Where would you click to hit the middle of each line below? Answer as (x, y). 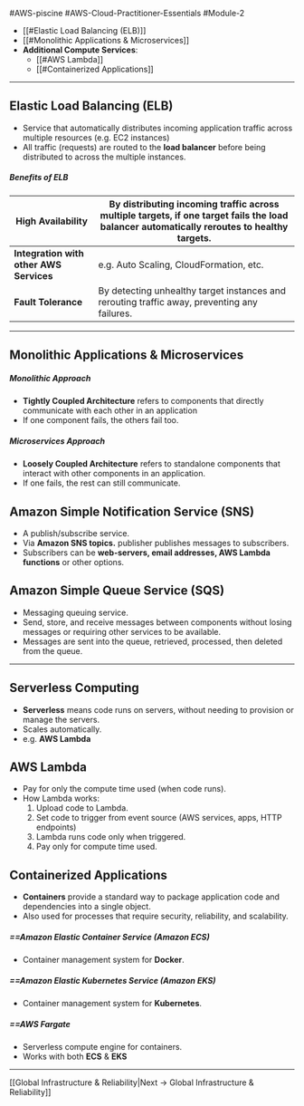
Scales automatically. (62, 729)
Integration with (49, 253)
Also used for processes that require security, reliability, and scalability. (156, 916)
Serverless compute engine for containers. (102, 1047)
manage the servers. (61, 719)
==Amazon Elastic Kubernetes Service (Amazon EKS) (113, 980)
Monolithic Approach (50, 378)
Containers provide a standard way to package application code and (151, 897)
